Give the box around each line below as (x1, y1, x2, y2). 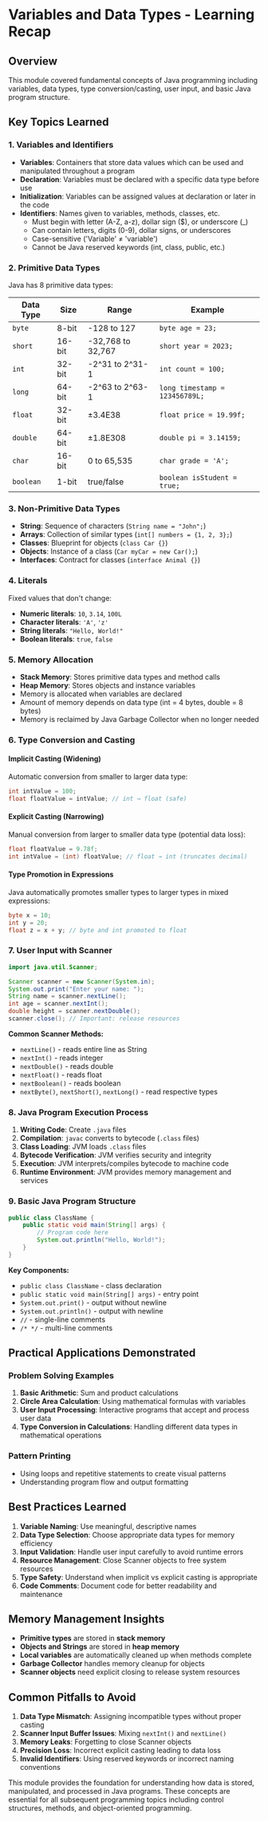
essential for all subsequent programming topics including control (8, 1795, 224, 1804)
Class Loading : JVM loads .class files (19, 1142, 147, 1152)
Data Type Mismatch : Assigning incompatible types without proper (19, 1712, 242, 1721)
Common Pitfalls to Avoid (8, 1690, 136, 1704)
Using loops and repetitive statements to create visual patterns (19, 1468, 227, 1478)
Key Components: (8, 1265, 69, 1275)
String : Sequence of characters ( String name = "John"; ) (19, 521, 207, 531)
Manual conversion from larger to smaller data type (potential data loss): (8, 830, 246, 839)
